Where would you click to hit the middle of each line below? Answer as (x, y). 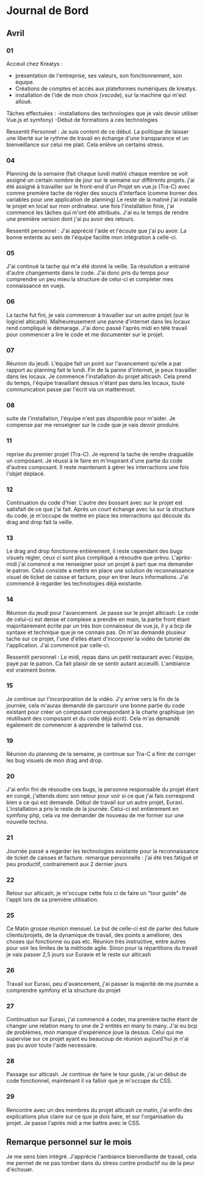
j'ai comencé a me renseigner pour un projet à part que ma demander (106, 564)
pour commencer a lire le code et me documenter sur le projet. (85, 334)
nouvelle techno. (27, 822)
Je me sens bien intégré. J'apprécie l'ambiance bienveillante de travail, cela (102, 1157)
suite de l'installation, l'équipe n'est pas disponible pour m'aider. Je (91, 418)
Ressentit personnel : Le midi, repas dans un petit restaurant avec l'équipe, (100, 657)
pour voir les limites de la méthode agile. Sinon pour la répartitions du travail (102, 948)
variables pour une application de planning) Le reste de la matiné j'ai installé (102, 199)
